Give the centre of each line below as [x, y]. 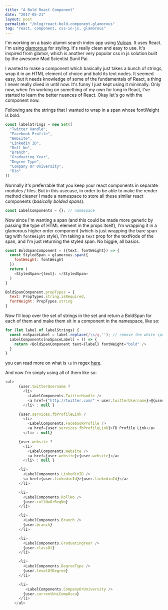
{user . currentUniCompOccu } [51, 594]
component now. [22, 100]
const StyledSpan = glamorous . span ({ [49, 255]
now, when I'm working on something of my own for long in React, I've [77, 90]
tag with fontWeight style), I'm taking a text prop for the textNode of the [79, 236]
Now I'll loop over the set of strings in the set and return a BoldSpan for [78, 316]
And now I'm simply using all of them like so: [51, 373]
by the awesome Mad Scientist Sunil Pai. [47, 59]
